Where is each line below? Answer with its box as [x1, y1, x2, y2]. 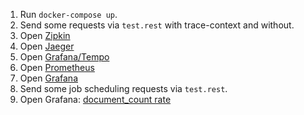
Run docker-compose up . [19, 9, 118, 20]
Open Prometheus [19, 62, 95, 73]
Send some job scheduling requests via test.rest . [19, 83, 228, 94]
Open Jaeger [19, 40, 75, 52]
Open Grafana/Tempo [19, 51, 110, 63]
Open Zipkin [19, 30, 71, 41]
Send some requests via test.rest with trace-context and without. [19, 19, 295, 31]
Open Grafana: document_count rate [19, 94, 172, 105]
